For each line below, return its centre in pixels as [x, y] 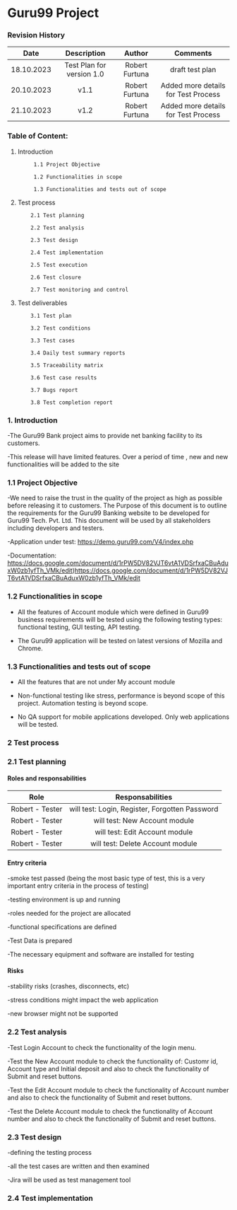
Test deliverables [42, 303]
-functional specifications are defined [62, 927]
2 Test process [33, 742]
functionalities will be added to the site [63, 464]
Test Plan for [85, 65]
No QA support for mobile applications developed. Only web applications [123, 717]
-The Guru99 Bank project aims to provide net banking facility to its [105, 436]
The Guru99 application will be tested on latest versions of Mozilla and [120, 640]
